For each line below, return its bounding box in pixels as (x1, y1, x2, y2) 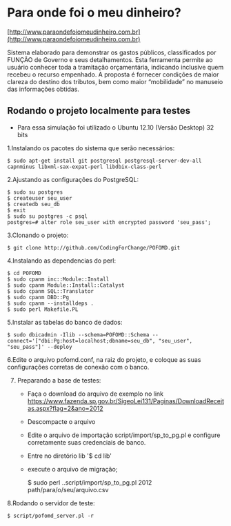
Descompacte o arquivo (27, 417, 96, 425)
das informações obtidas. (7, 85, 79, 93)
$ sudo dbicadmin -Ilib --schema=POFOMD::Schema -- (7, 331, 159, 338)
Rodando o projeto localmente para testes (7, 105, 191, 117)
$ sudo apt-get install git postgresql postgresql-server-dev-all (7, 157, 202, 164)
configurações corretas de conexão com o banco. (7, 363, 150, 371)
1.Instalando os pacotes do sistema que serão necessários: (7, 143, 175, 152)
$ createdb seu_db (7, 201, 60, 208)
